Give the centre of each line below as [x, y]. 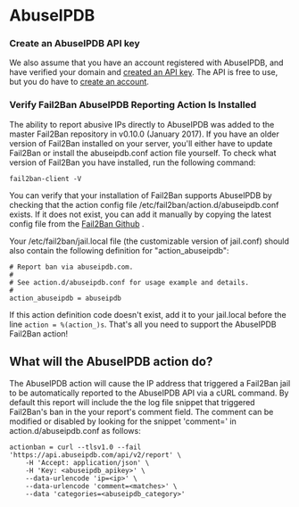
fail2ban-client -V [46, 179]
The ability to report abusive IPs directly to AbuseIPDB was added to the [142, 124]
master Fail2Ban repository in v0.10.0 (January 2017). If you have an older [144, 134]
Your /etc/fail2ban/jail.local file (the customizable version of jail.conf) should [149, 241]
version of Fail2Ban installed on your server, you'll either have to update [141, 143]
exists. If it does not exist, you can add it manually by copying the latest [141, 214]
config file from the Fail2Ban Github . [77, 223]
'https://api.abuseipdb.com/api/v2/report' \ [95, 455]
